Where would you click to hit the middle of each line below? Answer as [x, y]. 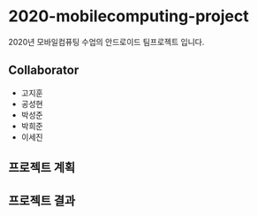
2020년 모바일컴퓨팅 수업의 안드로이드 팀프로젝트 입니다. [106, 42]
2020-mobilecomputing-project [129, 16]
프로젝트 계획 [42, 168]
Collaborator [44, 70]
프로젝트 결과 [42, 201]
